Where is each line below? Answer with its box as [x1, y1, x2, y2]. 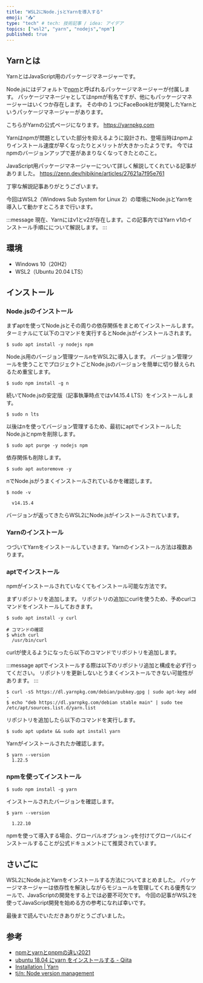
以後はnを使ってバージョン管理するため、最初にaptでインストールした [6, 423, 182, 430]
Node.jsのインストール [6, 307, 73, 316]
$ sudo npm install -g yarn [6, 786, 78, 792]
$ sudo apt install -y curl [6, 615, 78, 621]
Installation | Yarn [15, 963, 59, 970]
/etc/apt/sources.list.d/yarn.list [6, 705, 96, 711]
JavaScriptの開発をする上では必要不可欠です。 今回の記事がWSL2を [27, 891, 198, 899]
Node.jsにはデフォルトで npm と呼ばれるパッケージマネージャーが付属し [6, 86, 185, 93]
